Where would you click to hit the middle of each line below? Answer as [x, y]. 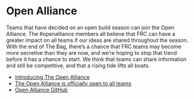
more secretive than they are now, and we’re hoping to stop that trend [92, 52]
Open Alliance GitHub [41, 89]
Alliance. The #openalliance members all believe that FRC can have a [91, 33]
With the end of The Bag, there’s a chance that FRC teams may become [94, 47]
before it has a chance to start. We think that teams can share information [96, 59]
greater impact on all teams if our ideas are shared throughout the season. [97, 40]
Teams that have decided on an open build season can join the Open [90, 27]
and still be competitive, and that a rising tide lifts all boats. [78, 65]
